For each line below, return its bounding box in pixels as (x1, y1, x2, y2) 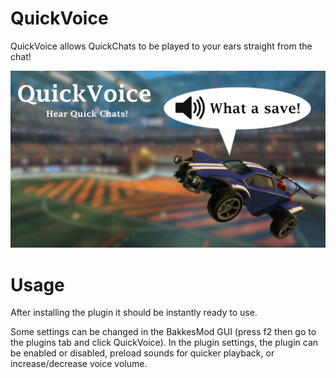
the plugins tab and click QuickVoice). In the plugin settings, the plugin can (10, 337, 319, 349)
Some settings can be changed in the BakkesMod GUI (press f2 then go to (10, 326, 317, 338)
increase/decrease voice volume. (10, 358, 148, 370)
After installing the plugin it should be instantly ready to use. (10, 307, 258, 319)
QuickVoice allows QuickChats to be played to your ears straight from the (10, 40, 313, 52)
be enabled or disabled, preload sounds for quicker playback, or (10, 347, 275, 359)
